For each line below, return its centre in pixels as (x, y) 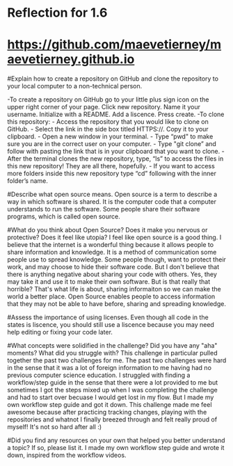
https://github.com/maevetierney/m (114, 45)
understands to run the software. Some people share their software (104, 209)
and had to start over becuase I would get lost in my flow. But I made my (111, 397)
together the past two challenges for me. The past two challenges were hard (117, 360)
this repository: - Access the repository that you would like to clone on (108, 122)
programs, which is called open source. (64, 216)
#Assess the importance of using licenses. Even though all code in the (108, 317)
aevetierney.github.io (71, 59)
